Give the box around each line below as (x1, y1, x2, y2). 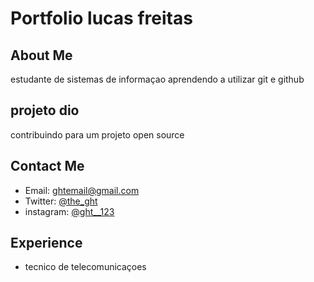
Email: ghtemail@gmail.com (24, 184, 140, 196)
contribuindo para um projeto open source (10, 128, 185, 141)
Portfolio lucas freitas (10, 7, 193, 30)
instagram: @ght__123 (24, 205, 115, 217)
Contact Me (10, 158, 85, 175)
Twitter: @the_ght (24, 195, 98, 207)
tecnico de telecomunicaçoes (24, 261, 147, 273)
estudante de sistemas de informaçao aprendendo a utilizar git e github (10, 73, 305, 85)
